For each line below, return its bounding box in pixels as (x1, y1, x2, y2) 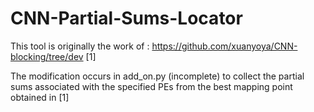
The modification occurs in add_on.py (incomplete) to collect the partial (10, 70, 305, 82)
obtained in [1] (10, 91, 70, 103)
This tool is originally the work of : (10, 40, 150, 52)
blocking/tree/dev (10, 50, 84, 62)
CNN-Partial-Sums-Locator (10, 7, 243, 30)
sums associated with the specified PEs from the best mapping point (10, 80, 293, 92)
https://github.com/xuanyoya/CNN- (151, 40, 298, 52)
